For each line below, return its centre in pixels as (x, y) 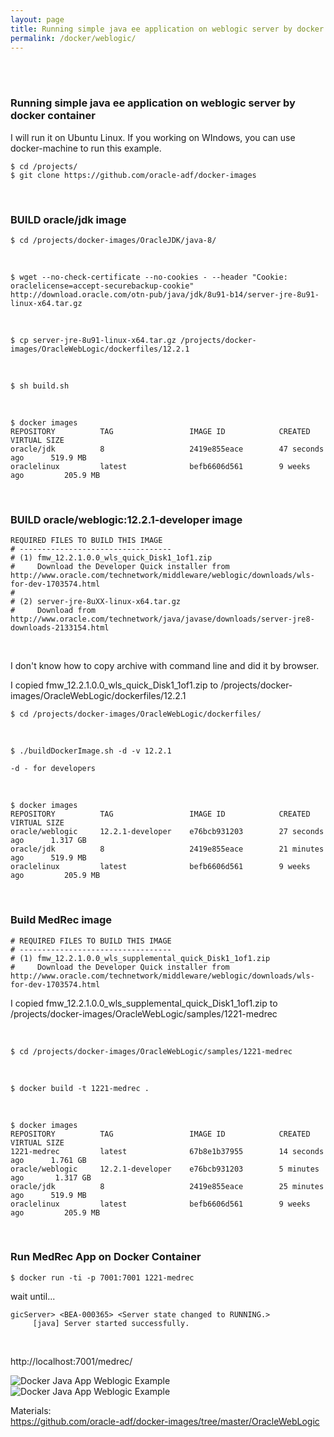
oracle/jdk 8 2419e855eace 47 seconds (167, 449)
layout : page (37, 19)
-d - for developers (53, 769)
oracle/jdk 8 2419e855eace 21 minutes (167, 849)
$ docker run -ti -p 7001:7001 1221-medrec (102, 1277)
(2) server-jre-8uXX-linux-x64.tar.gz (100, 602)
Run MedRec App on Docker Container (106, 1257)
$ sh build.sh (40, 386)
